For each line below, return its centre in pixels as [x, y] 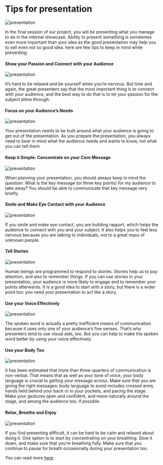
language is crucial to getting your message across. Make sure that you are [81, 381]
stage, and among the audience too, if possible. [53, 401]
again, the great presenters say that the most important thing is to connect [80, 89]
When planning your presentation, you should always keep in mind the [75, 178]
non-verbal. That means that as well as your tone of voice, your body [74, 376]
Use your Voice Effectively [32, 303]
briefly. [12, 193]
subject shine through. [27, 99]
